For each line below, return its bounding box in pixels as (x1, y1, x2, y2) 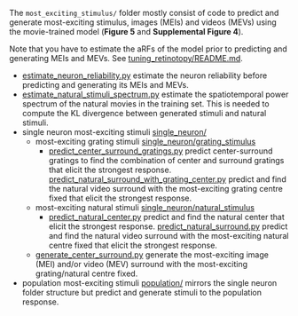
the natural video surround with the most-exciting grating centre (48, 184, 284, 194)
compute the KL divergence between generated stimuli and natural (21, 108, 267, 118)
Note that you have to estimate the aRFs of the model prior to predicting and (9, 43, 288, 54)
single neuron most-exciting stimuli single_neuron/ (21, 127, 207, 137)
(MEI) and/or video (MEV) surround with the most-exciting (35, 259, 248, 269)
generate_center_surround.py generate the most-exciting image (35, 249, 269, 260)
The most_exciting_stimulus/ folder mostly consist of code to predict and (9, 8, 279, 18)
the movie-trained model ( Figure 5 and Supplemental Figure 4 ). (9, 27, 244, 36)
